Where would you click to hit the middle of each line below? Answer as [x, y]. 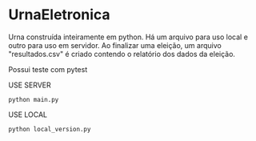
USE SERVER [30, 85]
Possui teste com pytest [48, 69]
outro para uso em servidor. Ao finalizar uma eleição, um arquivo [115, 45]
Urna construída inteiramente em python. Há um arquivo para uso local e [128, 37]
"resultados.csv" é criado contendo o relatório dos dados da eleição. [122, 54]
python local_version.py [50, 129]
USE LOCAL [28, 115]
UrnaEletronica [59, 15]
